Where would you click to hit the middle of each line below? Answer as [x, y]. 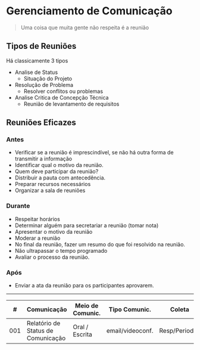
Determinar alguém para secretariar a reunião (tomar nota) [87, 225]
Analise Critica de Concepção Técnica [62, 97]
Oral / [81, 327]
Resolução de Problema [44, 85]
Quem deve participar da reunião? [57, 172]
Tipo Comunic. [130, 309]
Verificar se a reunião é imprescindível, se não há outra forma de [94, 153]
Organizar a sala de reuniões [50, 191]
